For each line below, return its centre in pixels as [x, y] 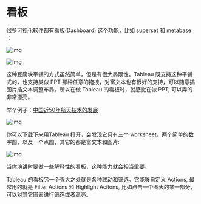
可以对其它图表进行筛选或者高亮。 [49, 194]
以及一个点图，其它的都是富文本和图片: [71, 142]
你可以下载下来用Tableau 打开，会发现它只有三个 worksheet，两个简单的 [97, 134]
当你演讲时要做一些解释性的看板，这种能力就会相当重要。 [78, 166]
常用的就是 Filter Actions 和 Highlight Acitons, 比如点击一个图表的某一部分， [101, 187]
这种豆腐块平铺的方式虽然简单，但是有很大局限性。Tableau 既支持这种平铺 [100, 74]
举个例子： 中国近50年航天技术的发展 [52, 110]
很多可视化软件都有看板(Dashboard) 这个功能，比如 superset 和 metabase [99, 30]
